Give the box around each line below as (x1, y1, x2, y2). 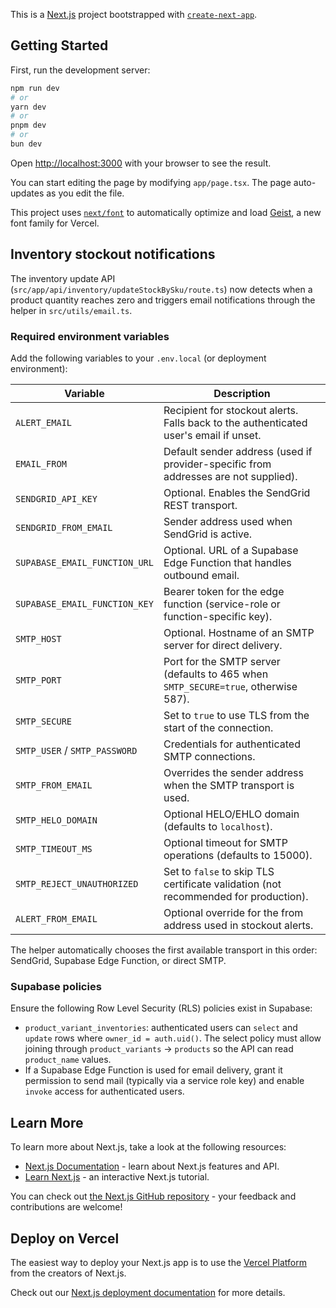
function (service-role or (163, 597, 281, 611)
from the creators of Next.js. (10, 1267, 127, 1279)
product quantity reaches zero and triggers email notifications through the (10, 294, 316, 306)
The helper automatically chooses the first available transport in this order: (10, 944, 318, 956)
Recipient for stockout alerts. (163, 404, 299, 418)
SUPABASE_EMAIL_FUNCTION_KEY (15, 599, 154, 610)
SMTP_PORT (15, 675, 62, 686)
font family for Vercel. (10, 217, 100, 229)
